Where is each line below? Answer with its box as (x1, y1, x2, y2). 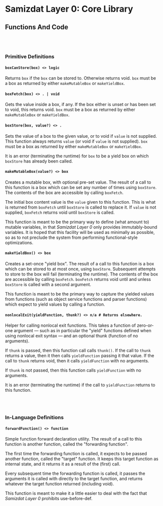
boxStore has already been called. (5, 158, 73, 164)
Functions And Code (5, 23, 69, 31)
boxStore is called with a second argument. (5, 281, 91, 287)
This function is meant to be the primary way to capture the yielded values (5, 291, 154, 296)
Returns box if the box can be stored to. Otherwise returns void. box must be (5, 75, 156, 81)
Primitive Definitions (5, 53, 54, 60)
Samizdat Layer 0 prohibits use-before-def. (5, 496, 92, 502)
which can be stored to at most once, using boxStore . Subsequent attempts (5, 266, 156, 272)
